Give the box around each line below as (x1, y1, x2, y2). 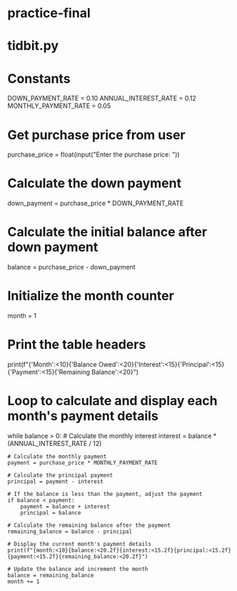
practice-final (7, 5, 91, 21)
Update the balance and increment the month (14, 565, 148, 572)
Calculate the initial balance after (7, 224, 208, 240)
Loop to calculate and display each (7, 393, 218, 409)
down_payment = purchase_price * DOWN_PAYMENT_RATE (7, 199, 184, 208)
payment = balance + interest (20, 502, 111, 510)
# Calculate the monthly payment (7, 452, 107, 460)
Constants (7, 70, 71, 86)
